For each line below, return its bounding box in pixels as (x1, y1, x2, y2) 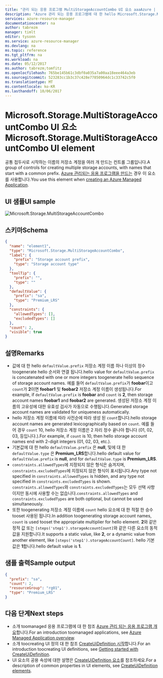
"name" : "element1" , (9, 244, 51, 248)
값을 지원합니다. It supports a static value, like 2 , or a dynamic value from (12, 531, 155, 537)
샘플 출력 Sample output (5, 559, 76, 567)
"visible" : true (9, 330, 42, 335)
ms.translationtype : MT (5, 79, 53, 84)
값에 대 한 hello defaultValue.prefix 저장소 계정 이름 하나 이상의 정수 (12, 363, 146, 368)
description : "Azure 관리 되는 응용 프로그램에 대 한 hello (5, 12, 116, 17)
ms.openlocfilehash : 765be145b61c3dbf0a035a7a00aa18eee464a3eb (5, 71, 136, 75)
